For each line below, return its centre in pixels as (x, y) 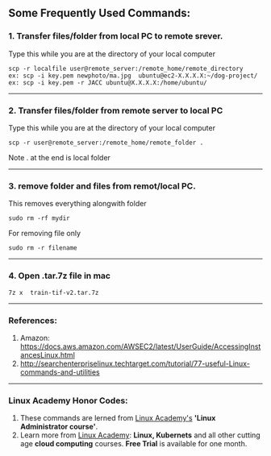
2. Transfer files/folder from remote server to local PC (116, 110)
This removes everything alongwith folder (77, 204)
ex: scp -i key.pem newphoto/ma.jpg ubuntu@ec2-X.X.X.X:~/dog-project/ (133, 76)
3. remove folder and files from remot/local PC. (102, 186)
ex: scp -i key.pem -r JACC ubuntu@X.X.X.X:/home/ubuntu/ (108, 83)
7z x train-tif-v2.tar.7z (54, 292)
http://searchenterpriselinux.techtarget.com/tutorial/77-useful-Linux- (135, 363)
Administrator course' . (59, 427)
